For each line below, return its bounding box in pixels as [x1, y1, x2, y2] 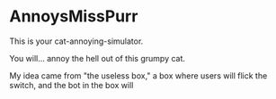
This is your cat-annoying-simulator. [9, 36, 144, 46]
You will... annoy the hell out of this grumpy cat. [9, 53, 186, 63]
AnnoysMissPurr [9, 6, 138, 27]
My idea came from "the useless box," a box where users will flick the [9, 70, 268, 81]
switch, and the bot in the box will [9, 79, 134, 90]
